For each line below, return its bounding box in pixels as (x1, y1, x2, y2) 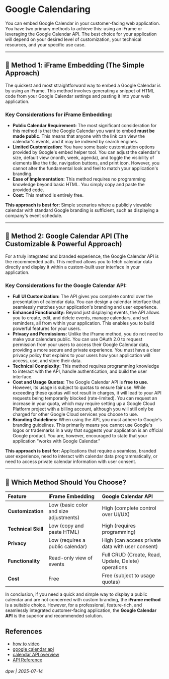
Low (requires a (48, 536, 86, 543)
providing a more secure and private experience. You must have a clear (12, 347, 161, 353)
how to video (12, 641, 40, 647)
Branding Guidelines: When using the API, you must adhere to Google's (12, 417, 162, 423)
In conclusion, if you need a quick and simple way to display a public (5, 591, 147, 597)
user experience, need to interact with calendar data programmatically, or (5, 453, 158, 460)
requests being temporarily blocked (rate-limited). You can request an (12, 395, 157, 402)
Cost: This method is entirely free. (12, 192, 84, 198)
